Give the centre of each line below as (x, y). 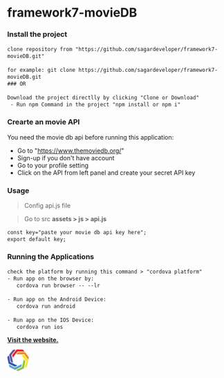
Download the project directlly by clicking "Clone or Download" (103, 98)
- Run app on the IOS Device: (51, 320)
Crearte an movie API (44, 122)
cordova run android (46, 306)
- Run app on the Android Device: (57, 300)
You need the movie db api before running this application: (91, 137)
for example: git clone (41, 70)
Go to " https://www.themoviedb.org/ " (71, 151)
